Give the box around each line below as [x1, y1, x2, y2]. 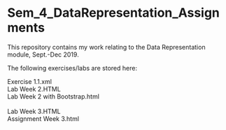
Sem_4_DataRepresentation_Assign [7, 5, 220, 21]
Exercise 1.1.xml [7, 77, 52, 85]
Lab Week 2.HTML [7, 85, 61, 93]
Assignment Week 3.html [7, 114, 79, 123]
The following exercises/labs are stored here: [7, 64, 138, 72]
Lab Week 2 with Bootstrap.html [7, 92, 100, 101]
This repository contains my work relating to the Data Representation [7, 43, 206, 51]
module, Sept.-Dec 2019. [7, 50, 79, 59]
